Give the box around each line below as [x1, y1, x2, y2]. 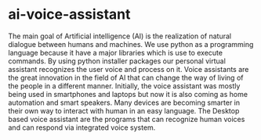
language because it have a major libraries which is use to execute [8, 48, 223, 57]
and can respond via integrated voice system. [8, 123, 156, 132]
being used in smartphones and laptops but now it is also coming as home [8, 89, 248, 99]
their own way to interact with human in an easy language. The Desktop [8, 106, 240, 115]
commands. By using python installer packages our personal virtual [8, 56, 226, 66]
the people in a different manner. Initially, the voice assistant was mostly [8, 81, 241, 91]
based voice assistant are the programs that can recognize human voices [8, 114, 245, 124]
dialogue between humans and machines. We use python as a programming [8, 39, 254, 48]
